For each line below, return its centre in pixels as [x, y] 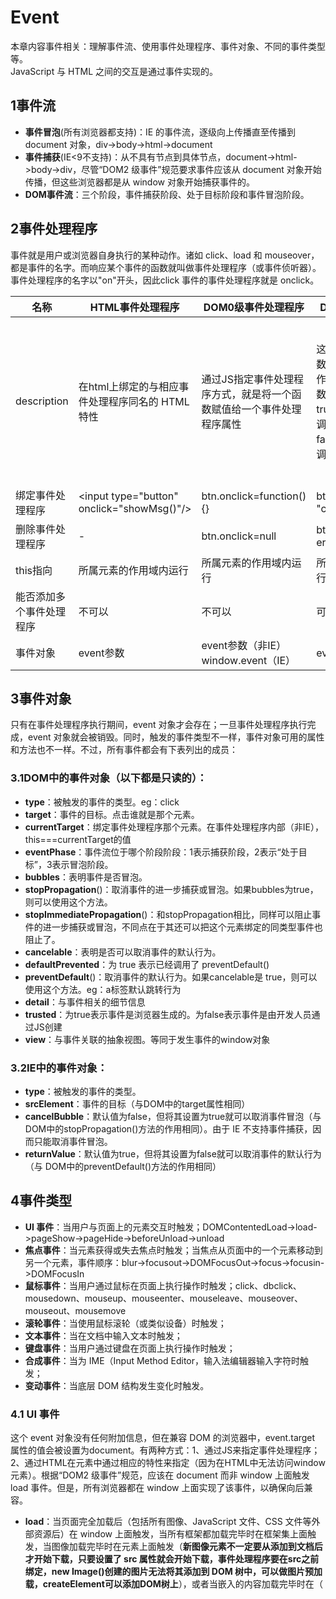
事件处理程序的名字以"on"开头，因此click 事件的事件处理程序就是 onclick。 [165, 280]
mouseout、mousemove [75, 1310]
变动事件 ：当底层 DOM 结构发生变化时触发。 [117, 1385]
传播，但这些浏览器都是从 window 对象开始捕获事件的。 [139, 182]
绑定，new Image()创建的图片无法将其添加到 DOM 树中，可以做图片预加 [173, 1572]
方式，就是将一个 [251, 394]
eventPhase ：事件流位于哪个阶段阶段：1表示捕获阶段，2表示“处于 [161, 852]
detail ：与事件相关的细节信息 [85, 1002]
